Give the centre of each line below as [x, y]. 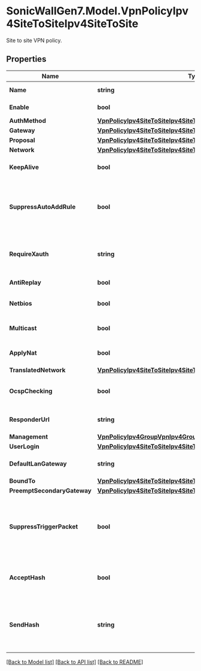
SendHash [25, 624]
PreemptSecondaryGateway [50, 491]
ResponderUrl [29, 419]
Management [29, 437]
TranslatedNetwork [37, 370]
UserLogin [25, 446]
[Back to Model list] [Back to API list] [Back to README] [75, 662]
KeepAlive [24, 167]
